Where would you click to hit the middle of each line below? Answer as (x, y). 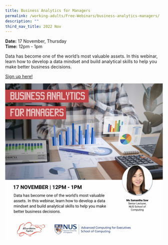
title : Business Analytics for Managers (48, 10)
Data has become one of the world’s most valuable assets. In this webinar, (81, 56)
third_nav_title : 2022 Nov (33, 26)
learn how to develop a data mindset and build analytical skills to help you (81, 61)
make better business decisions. (38, 67)
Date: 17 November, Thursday (36, 41)
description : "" (22, 21)
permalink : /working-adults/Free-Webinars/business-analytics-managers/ (82, 16)
